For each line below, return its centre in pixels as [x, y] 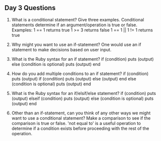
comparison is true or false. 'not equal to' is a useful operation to [76, 123]
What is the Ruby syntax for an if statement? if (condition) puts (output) [82, 59]
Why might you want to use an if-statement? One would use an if [76, 44]
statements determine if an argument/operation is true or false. [74, 25]
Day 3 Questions [30, 8]
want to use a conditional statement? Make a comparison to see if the [81, 118]
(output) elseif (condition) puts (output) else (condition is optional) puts [82, 98]
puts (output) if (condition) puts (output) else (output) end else [74, 78]
